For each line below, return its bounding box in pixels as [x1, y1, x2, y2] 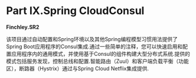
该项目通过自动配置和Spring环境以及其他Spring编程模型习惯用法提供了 [6, 35, 178, 42]
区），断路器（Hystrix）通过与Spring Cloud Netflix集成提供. [6, 65, 149, 72]
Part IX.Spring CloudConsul [6, 4, 145, 18]
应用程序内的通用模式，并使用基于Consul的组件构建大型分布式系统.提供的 [11, 50, 190, 57]
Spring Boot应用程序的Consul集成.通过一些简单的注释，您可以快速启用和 [6, 43, 183, 50]
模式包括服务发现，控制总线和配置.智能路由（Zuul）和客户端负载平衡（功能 [6, 57, 189, 65]
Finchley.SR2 [6, 23, 40, 30]
